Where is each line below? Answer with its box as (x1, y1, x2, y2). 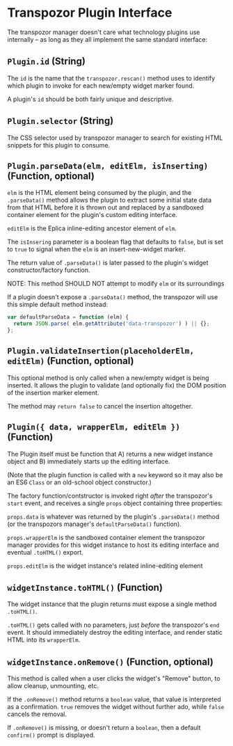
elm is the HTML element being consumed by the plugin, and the (7, 189, 192, 197)
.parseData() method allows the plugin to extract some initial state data (7, 196, 212, 205)
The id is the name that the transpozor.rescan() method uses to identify (7, 74, 216, 82)
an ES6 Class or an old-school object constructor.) (7, 478, 152, 486)
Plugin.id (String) (7, 56, 86, 68)
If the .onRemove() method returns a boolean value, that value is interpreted (7, 695, 221, 704)
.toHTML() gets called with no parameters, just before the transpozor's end (7, 621, 220, 629)
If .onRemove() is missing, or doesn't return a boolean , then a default (7, 724, 201, 732)
